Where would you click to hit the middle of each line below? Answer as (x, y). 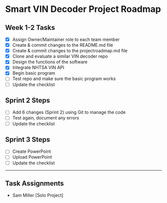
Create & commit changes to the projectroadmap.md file (70, 51)
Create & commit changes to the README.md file (63, 45)
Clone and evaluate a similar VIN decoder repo (60, 56)
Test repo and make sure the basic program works (64, 79)
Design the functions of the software (50, 62)
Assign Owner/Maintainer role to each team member (66, 39)
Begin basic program (34, 73)
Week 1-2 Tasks (30, 28)
